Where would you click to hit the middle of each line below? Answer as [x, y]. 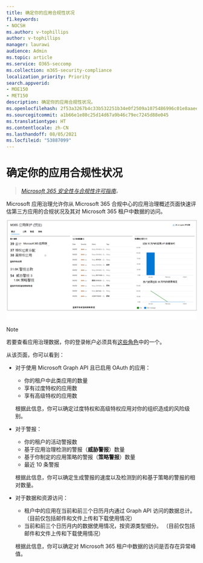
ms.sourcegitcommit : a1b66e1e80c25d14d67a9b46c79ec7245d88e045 [88, 115]
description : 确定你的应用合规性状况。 [51, 102]
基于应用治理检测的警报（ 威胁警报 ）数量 [74, 449]
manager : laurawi [28, 45]
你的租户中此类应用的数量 [56, 380]
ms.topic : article [29, 58]
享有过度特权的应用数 [50, 388]
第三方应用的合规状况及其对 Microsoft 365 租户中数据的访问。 [89, 211]
